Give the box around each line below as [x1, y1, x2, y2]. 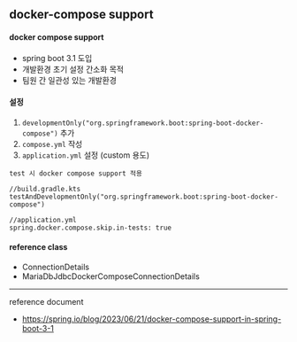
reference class [9, 242, 68, 253]
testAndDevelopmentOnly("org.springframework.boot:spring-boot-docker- [9, 192, 278, 201]
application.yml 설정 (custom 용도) [21, 150, 150, 160]
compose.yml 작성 [21, 138, 83, 149]
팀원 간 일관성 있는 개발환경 [21, 74, 118, 85]
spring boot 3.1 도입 [21, 52, 93, 63]
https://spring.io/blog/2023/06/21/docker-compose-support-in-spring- [21, 314, 282, 324]
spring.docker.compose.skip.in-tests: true [9, 223, 172, 232]
